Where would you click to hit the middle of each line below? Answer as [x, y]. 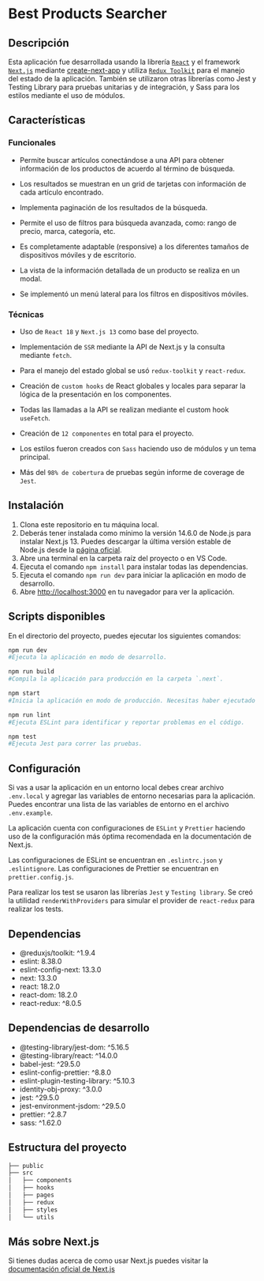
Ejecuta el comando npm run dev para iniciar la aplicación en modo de [133, 575]
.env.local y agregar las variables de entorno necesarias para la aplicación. [132, 796]
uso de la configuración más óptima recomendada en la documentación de [130, 836]
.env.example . [30, 813]
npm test [22, 737]
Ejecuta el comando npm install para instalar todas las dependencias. [134, 567]
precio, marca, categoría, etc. [67, 231]
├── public [26, 1166]
